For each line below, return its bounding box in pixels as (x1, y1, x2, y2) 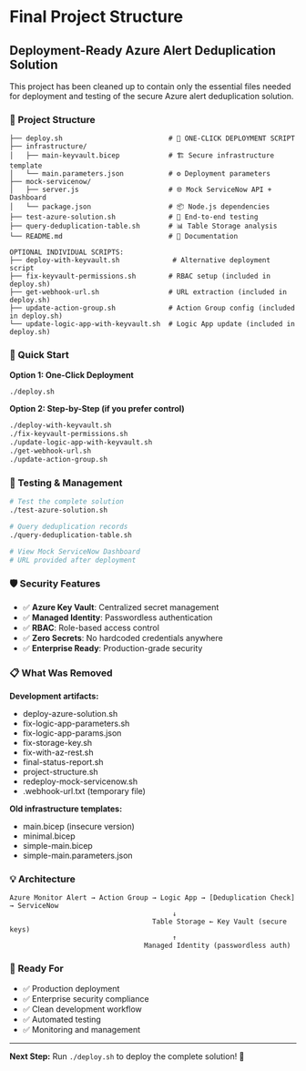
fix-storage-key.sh (22, 737, 93, 748)
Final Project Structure (9, 6, 184, 27)
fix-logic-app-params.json (22, 727, 122, 739)
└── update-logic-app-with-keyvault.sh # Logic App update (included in (9, 320, 296, 329)
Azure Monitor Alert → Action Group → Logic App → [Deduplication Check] (9, 893, 296, 903)
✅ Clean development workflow (22, 1004, 143, 1015)
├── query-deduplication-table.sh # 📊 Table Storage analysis (9, 221, 278, 231)
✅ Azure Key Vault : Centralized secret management (22, 601, 219, 612)
